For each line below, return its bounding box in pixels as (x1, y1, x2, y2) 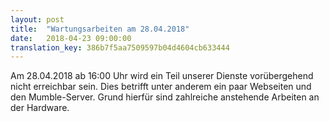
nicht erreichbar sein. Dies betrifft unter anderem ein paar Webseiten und (10, 81, 312, 93)
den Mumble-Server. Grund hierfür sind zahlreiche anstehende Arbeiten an (10, 91, 320, 103)
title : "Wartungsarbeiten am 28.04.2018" (10, 24, 190, 34)
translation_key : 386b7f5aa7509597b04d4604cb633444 (10, 42, 230, 53)
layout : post (10, 14, 65, 25)
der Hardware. (10, 102, 70, 114)
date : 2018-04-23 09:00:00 (10, 33, 132, 43)
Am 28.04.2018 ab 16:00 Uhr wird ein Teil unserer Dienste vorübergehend (10, 70, 314, 82)
